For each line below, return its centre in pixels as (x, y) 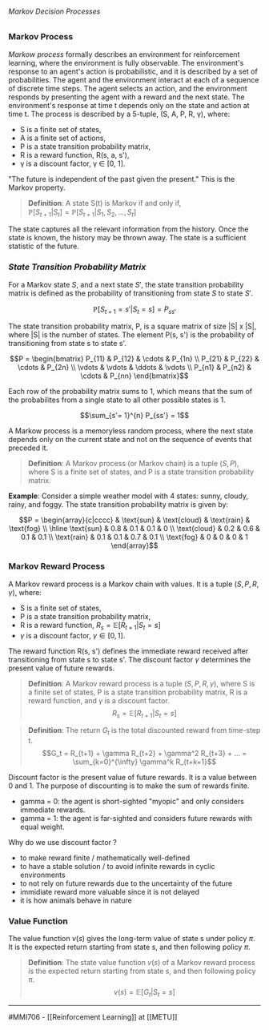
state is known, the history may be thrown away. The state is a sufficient (127, 238)
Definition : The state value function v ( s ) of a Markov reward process (141, 963)
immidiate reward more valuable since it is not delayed (110, 892)
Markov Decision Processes (54, 11)
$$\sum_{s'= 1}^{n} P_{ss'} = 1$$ (134, 416)
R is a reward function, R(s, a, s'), (74, 155)
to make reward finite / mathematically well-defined (105, 858)
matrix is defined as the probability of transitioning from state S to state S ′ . (131, 293)
